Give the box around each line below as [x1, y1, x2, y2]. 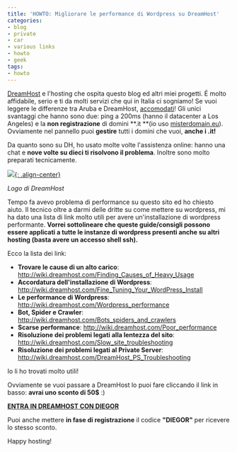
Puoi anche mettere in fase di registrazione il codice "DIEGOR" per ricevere [7, 415, 230, 424]
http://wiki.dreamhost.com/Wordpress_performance [17, 300, 170, 309]
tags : [7, 63, 23, 70]
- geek [7, 57, 27, 64]
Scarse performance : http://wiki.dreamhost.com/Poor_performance [17, 323, 217, 332]
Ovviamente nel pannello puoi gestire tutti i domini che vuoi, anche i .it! [7, 127, 216, 135]
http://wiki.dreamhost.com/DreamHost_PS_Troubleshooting [17, 353, 191, 361]
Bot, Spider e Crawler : [17, 307, 83, 316]
